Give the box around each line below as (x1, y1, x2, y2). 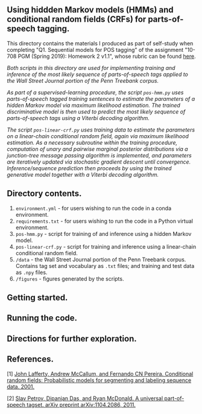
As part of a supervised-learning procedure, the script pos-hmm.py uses (7, 89, 184, 96)
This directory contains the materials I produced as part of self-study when (7, 39, 194, 47)
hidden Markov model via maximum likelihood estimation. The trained (7, 101, 180, 109)
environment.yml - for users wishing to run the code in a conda (15, 205, 172, 212)
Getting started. (7, 293, 68, 303)
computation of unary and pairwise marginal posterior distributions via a (7, 145, 189, 153)
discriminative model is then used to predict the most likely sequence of (7, 108, 186, 115)
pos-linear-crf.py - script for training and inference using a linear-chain (15, 243, 197, 250)
